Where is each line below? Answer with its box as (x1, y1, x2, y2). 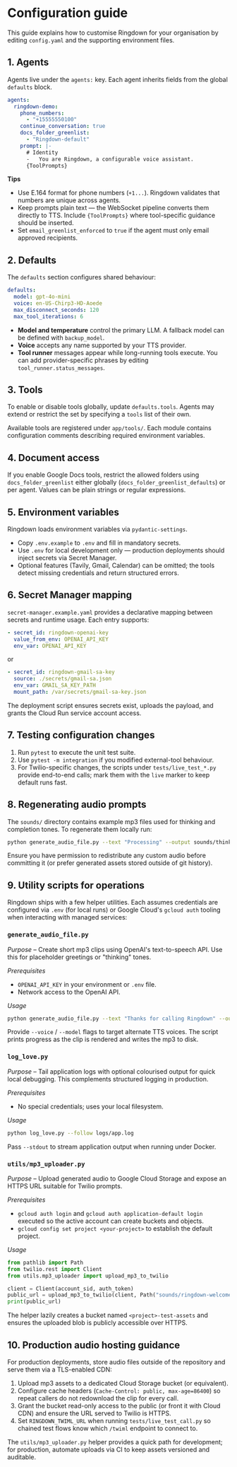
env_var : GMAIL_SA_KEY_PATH (13, 682, 97, 689)
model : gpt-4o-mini (13, 294, 71, 301)
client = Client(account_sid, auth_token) (7, 1285, 134, 1292)
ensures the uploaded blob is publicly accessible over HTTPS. (7, 1318, 188, 1327)
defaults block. (7, 83, 53, 91)
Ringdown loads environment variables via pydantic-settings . (7, 525, 188, 533)
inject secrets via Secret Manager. (17, 554, 117, 562)
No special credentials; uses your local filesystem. (17, 1102, 164, 1111)
